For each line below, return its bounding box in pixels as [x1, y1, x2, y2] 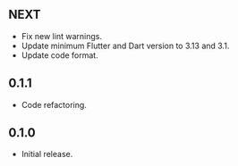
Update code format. [21, 49, 99, 61]
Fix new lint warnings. [21, 30, 102, 41]
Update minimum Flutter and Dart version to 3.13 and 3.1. [21, 40, 230, 51]
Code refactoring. [21, 99, 87, 110]
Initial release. [21, 149, 73, 160]
